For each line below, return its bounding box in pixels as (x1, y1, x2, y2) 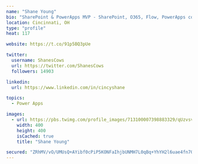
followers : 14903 (11, 68, 54, 74)
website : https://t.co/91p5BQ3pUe (6, 41, 91, 47)
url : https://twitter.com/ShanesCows (11, 63, 104, 68)
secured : (6, 149, 28, 155)
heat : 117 (6, 31, 31, 37)
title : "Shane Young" (16, 139, 70, 145)
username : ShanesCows (11, 57, 65, 63)
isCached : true (16, 133, 54, 139)
